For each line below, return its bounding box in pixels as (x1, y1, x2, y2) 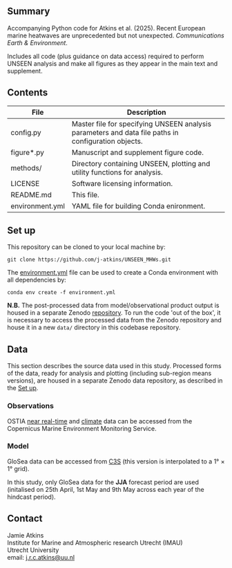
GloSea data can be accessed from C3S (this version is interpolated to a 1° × (7, 457, 225, 466)
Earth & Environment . (7, 38, 68, 47)
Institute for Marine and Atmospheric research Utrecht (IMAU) (7, 538, 183, 547)
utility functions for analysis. (71, 167, 164, 177)
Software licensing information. (71, 178, 173, 188)
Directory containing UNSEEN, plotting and (71, 158, 211, 168)
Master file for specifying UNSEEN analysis (71, 119, 212, 129)
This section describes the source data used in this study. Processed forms (7, 362, 222, 370)
